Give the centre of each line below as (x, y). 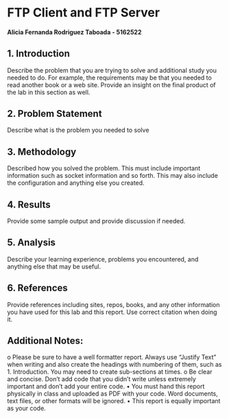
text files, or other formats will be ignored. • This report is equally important (114, 401)
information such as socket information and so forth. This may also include (112, 176)
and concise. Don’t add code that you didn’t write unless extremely (102, 379)
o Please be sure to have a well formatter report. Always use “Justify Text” (112, 357)
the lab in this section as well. (49, 92)
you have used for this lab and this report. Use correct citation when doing (112, 312)
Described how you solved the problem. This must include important (104, 168)
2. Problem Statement (55, 114)
